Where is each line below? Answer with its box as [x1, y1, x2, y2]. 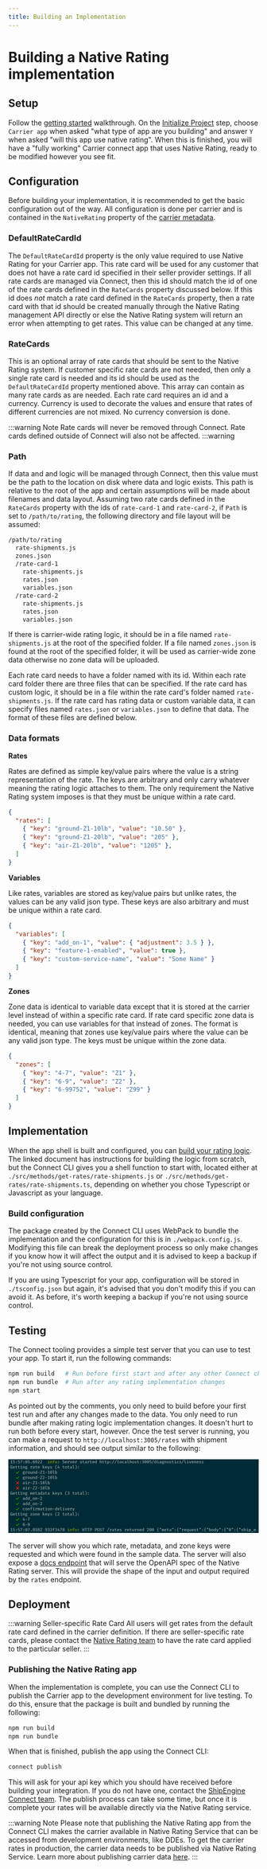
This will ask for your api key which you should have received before [8, 1777, 233, 1787]
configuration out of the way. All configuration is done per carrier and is [8, 204, 243, 214]
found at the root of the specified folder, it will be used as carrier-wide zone [8, 647, 256, 656]
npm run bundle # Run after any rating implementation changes [8, 1378, 226, 1386]
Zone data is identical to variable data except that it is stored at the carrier [8, 1002, 250, 1011]
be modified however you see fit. [8, 151, 117, 161]
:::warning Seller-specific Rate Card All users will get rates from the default [8, 1619, 253, 1629]
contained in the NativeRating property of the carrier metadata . [8, 213, 216, 222]
